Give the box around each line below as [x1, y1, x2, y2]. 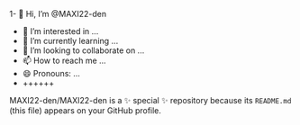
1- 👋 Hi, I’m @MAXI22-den [9, 9, 106, 19]
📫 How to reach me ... [22, 55, 106, 66]
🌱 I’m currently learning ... [22, 36, 119, 46]
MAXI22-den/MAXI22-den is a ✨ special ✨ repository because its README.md [9, 95, 292, 105]
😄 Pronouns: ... [22, 68, 81, 78]
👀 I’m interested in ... [22, 26, 99, 36]
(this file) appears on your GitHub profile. [9, 105, 162, 116]
